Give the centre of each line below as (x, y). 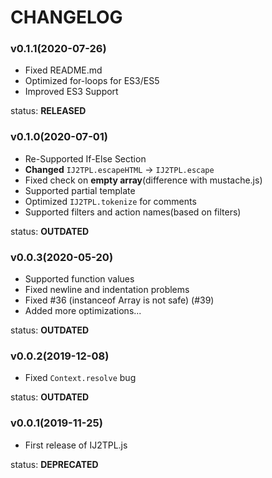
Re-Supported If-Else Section (85, 158)
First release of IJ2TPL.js (76, 445)
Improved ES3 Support (71, 92)
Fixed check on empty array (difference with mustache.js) (143, 180)
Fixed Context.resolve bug (80, 378)
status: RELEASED (48, 111)
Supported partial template (80, 190)
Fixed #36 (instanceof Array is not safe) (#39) (119, 300)
